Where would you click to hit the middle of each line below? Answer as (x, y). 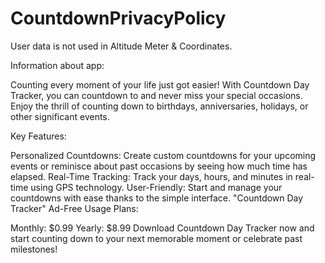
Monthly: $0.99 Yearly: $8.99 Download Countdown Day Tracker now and (162, 228)
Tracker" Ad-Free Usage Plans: (74, 208)
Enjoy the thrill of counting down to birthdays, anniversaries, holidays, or (159, 106)
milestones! (34, 249)
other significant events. (60, 116)
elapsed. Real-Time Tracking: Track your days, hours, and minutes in (151, 176)
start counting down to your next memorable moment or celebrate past (156, 238)
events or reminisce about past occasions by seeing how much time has (159, 166)
